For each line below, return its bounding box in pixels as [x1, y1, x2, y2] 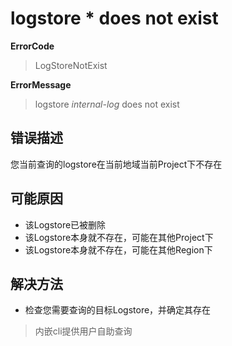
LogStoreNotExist [34, 59, 108, 71]
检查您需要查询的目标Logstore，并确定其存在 [24, 304, 212, 316]
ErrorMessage [10, 78, 72, 91]
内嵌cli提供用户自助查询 [34, 325, 133, 337]
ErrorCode [10, 40, 55, 52]
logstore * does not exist [10, 7, 219, 30]
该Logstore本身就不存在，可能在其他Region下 [24, 243, 213, 256]
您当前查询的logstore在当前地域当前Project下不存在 [10, 158, 223, 170]
